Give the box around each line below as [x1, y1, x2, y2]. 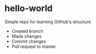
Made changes [11, 33, 42, 39]
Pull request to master [11, 43, 57, 49]
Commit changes [11, 38, 46, 44]
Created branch [11, 28, 43, 34]
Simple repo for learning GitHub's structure [4, 19, 91, 25]
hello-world [4, 3, 53, 14]
